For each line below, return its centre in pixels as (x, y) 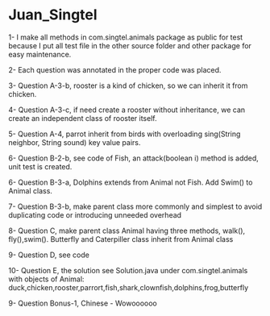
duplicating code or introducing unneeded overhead (95, 214)
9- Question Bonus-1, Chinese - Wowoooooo (83, 303)
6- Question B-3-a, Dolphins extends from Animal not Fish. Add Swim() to (131, 182)
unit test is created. (40, 166)
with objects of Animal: (46, 279)
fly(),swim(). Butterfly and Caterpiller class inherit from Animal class (121, 239)
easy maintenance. (40, 54)
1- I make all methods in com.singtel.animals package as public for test (126, 37)
